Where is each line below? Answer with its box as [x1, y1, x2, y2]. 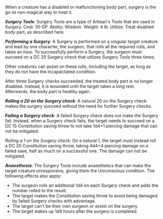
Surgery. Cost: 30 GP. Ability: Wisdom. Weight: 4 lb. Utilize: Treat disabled [5, 24, 154, 30]
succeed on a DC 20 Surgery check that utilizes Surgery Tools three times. [5, 54, 155, 60]
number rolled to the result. [12, 188, 67, 193]
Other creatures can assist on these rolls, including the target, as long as [5, 63, 151, 69]
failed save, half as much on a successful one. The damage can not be [5, 148, 147, 154]
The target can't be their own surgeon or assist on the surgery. [12, 203, 139, 209]
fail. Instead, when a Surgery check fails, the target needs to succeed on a [5, 118, 155, 123]
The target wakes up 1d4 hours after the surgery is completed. [12, 208, 138, 214]
